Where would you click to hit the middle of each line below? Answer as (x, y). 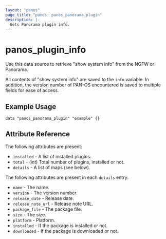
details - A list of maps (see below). (51, 167)
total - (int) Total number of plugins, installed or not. (69, 162)
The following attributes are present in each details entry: (67, 177)
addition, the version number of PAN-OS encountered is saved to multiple (83, 85)
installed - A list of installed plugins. (52, 156)
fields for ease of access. (32, 90)
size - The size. (29, 214)
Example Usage (31, 107)
